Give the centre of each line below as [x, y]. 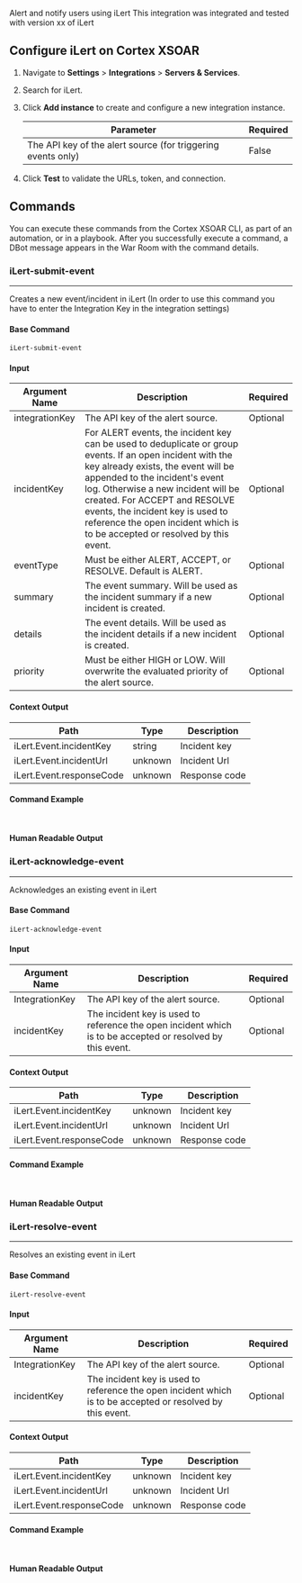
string [145, 746]
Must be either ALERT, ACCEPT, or [158, 560]
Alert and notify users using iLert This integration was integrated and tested [149, 13]
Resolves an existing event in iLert [72, 1254]
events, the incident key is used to [156, 511]
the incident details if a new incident [161, 634]
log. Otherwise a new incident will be [162, 489]
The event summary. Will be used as [161, 586]
